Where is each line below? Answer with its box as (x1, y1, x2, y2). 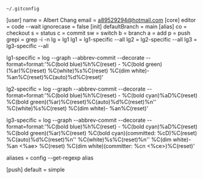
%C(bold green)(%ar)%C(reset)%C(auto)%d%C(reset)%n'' (6, 98, 157, 105)
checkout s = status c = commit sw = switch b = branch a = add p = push (6, 29, 191, 37)
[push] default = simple (6, 166, 65, 173)
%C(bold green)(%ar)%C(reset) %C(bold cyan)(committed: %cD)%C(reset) (6, 130, 197, 136)
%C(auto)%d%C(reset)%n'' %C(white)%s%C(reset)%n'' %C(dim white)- (6, 136, 191, 143)
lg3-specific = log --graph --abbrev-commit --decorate (6, 116, 146, 124)
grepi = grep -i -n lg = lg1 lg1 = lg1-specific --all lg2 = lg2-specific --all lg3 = (6, 36, 198, 43)
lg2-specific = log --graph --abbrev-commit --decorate (6, 85, 146, 93)
